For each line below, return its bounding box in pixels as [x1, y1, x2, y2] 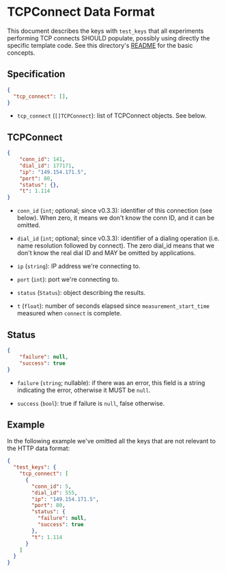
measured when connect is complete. [16, 309, 122, 317]
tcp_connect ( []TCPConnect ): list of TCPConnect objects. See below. [16, 112, 207, 120]
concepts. [7, 49, 36, 57]
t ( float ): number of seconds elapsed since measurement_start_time [16, 302, 210, 310]
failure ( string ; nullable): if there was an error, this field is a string [16, 378, 206, 387]
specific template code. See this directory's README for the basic [7, 41, 193, 49]
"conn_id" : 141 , [19, 156, 66, 163]
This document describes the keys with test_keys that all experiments [7, 27, 204, 35]
